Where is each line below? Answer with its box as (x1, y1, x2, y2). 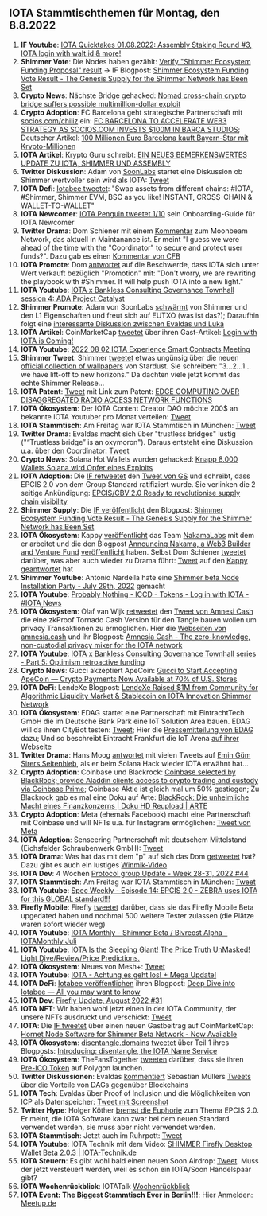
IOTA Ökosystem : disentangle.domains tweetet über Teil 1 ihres (20, 1038, 230, 1047)
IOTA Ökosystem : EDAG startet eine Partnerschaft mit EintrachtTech (20, 707, 245, 717)
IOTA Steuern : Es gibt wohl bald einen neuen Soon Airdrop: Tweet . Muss (20, 1156, 259, 1165)
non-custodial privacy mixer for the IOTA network (20, 640, 183, 649)
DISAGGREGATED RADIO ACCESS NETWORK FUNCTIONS (20, 395, 213, 404)
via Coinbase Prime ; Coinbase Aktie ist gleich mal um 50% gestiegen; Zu (20, 784, 260, 793)
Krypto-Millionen (20, 141, 76, 150)
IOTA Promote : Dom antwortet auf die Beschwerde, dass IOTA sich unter (20, 259, 259, 269)
